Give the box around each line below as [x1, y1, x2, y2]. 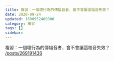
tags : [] [5, 26, 23, 31]
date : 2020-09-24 [5, 12, 41, 17]
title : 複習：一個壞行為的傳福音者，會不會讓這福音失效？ [5, 7, 110, 12]
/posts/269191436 [5, 50, 42, 56]
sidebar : [5, 30, 23, 35]
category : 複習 [5, 21, 35, 26]
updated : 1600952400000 [5, 16, 55, 21]
